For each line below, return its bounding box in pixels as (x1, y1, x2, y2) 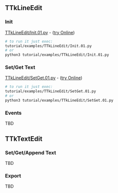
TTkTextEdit (5, 135, 43, 143)
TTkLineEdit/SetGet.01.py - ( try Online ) (5, 75, 83, 81)
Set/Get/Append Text (5, 149, 57, 156)
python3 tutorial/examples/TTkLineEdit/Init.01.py (5, 53, 109, 57)
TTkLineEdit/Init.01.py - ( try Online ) (5, 29, 75, 35)
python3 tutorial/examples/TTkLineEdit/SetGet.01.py (5, 98, 114, 103)
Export (5, 172, 21, 179)
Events (5, 109, 22, 116)
